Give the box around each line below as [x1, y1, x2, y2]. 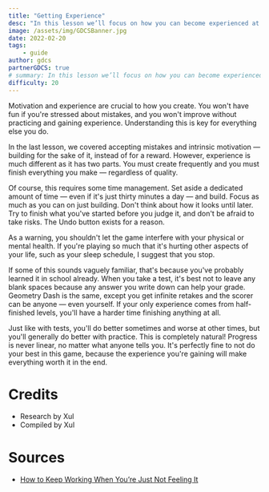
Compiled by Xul [19, 420, 75, 429]
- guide [22, 49, 48, 57]
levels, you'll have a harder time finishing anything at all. [36, 308, 222, 317]
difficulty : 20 [8, 79, 59, 87]
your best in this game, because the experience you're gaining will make [8, 349, 247, 358]
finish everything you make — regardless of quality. [8, 167, 179, 177]
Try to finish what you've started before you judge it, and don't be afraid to [8, 208, 255, 218]
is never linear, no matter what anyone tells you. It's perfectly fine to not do [8, 340, 255, 349]
